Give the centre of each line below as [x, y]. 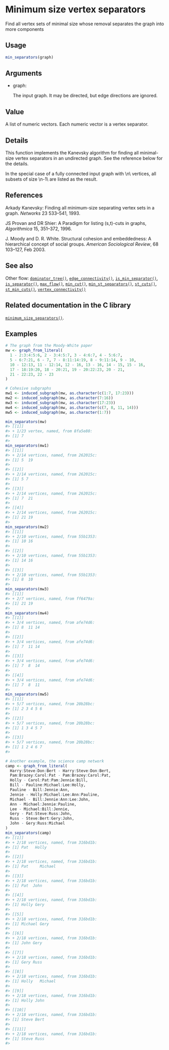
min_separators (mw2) [27, 527]
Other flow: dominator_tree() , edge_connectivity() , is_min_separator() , [82, 278]
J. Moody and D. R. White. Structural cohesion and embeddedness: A [78, 238]
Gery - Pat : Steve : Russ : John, [41, 814]
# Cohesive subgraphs [28, 389]
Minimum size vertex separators [76, 10]
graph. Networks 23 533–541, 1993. [43, 213]
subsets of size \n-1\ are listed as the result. [51, 179]
